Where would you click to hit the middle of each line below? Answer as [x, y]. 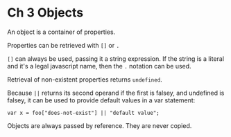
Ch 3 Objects [45, 13]
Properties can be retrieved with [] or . [63, 45]
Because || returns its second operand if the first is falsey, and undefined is [116, 93]
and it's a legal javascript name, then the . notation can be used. [100, 66]
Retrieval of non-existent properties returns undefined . [85, 79]
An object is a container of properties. [61, 32]
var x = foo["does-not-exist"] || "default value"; [83, 113]
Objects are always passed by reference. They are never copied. [100, 125]
